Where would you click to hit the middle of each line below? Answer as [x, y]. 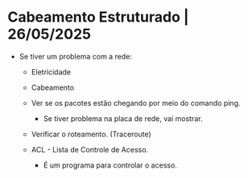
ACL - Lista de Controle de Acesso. [90, 149]
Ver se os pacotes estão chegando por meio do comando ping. [136, 103]
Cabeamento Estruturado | [98, 17]
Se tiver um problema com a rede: [75, 56]
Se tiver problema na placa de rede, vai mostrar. [123, 118]
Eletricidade [51, 71]
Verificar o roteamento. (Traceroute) [91, 134]
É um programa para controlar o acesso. [110, 165]
